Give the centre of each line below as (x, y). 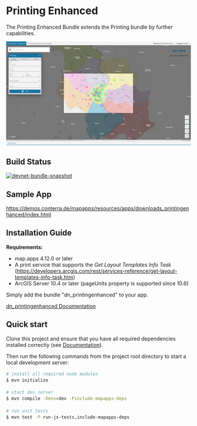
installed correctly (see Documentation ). (55, 345)
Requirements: (24, 247)
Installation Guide (39, 233)
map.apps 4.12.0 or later (44, 258)
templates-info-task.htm (44, 277)
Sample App (29, 194)
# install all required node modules (52, 374)
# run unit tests (27, 411)
